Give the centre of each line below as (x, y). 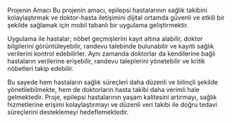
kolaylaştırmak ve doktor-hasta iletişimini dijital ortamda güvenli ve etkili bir (116, 18)
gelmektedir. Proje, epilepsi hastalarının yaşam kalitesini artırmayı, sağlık (112, 97)
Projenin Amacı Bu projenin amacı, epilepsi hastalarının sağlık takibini (108, 10)
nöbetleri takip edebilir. (41, 69)
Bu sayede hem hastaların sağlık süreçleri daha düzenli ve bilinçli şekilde (113, 82)
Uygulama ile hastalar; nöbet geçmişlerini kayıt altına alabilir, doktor (105, 39)
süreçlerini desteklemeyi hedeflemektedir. (68, 112)
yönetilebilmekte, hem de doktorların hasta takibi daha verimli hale (103, 90)
